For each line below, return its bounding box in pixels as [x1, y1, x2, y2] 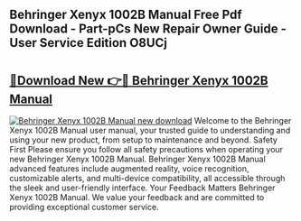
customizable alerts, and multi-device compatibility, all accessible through [9, 173, 286, 183]
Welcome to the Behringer [193, 115, 292, 125]
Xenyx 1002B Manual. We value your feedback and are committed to [9, 192, 265, 202]
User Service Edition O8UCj [9, 35, 167, 51]
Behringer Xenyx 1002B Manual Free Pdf [9, 7, 242, 23]
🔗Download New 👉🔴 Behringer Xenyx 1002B [9, 72, 268, 88]
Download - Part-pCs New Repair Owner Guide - [9, 22, 287, 37]
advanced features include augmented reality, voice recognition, [9, 163, 250, 174]
